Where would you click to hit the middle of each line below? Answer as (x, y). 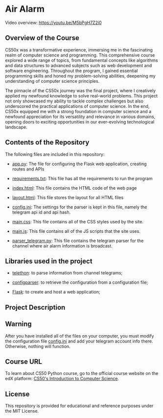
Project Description (35, 307)
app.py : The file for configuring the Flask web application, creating (79, 164)
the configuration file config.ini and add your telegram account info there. (79, 341)
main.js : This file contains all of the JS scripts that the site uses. (76, 231)
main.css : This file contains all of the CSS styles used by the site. (78, 221)
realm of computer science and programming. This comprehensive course (80, 55)
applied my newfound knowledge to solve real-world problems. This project (81, 96)
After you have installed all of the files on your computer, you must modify (80, 336)
